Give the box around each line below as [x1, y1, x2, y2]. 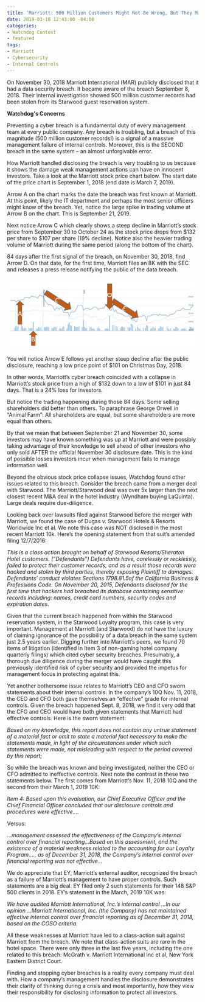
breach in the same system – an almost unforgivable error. [7, 147, 153, 155]
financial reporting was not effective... [7, 857, 103, 865]
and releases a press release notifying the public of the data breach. [7, 265, 178, 273]
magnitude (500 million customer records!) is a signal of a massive [7, 134, 174, 142]
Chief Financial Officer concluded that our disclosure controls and [7, 801, 173, 809]
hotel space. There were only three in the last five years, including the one [7, 944, 193, 952]
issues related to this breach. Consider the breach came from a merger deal [7, 479, 197, 487]
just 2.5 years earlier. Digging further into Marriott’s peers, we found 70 [7, 638, 185, 645]
